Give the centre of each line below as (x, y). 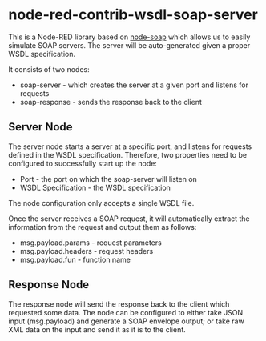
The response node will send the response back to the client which (119, 304)
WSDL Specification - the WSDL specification (95, 187)
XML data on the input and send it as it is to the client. (97, 329)
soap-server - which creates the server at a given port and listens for (134, 85)
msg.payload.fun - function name (75, 259)
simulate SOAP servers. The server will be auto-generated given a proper (129, 45)
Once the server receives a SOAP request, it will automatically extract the (129, 219)
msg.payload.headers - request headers (87, 251)
